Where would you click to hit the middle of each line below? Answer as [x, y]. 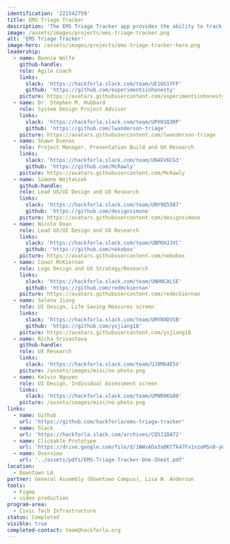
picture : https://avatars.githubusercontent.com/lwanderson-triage [117, 134]
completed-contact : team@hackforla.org [64, 530]
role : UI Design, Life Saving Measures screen [87, 307]
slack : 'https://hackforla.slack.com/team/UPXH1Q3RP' [104, 122]
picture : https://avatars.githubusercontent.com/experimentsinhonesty [122, 97]
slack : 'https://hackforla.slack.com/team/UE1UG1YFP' [104, 84]
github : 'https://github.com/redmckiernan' [88, 288]
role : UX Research [46, 352]
